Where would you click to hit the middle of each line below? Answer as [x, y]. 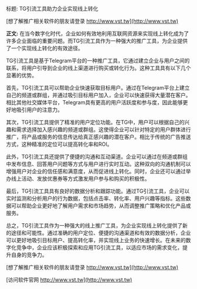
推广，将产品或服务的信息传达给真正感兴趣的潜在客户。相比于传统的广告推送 [98, 137]
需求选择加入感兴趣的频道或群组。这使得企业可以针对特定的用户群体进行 [103, 130]
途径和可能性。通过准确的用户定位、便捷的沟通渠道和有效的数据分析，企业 [101, 233]
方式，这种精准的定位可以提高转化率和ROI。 [59, 144]
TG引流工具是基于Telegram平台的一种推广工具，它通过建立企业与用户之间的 [98, 61]
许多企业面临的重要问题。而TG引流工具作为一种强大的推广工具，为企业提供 [97, 41]
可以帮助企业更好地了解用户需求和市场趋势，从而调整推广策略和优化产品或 [101, 206]
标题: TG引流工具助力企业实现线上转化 [52, 8]
